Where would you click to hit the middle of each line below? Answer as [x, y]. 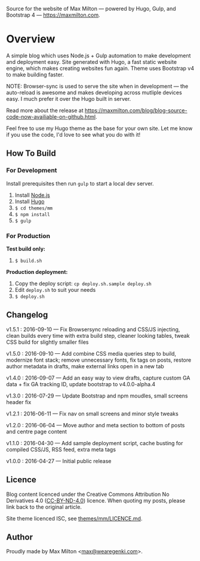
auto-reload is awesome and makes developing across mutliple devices [94, 93]
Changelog [27, 315]
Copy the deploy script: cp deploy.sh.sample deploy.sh [83, 283]
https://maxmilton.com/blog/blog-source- [136, 110]
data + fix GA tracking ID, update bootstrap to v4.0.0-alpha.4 [81, 384]
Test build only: [26, 249]
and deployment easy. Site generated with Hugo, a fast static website [92, 61]
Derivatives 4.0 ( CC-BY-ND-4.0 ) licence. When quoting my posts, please [96, 500]
